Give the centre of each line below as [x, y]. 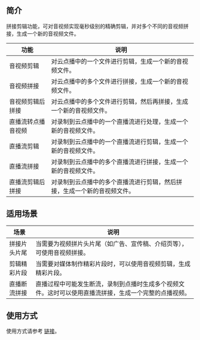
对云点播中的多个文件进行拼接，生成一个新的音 [117, 81]
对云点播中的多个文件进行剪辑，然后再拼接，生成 [120, 101]
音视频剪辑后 [27, 101]
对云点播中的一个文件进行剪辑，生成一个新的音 [117, 61]
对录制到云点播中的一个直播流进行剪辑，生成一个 [120, 142]
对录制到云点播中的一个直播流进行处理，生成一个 [120, 121]
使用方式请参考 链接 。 [33, 331]
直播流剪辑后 [27, 182]
